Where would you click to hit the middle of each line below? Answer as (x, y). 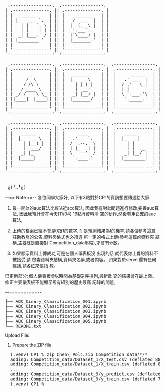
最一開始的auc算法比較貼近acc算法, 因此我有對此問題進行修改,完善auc (83, 208)
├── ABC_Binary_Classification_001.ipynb (56, 301)
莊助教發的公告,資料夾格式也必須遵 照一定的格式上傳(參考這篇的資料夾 (83, 237)
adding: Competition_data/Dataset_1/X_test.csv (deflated (82, 359)
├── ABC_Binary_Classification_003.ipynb (56, 311)
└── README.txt (23, 326)
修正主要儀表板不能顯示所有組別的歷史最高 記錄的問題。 (62, 282)
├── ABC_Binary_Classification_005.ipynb (56, 321)
